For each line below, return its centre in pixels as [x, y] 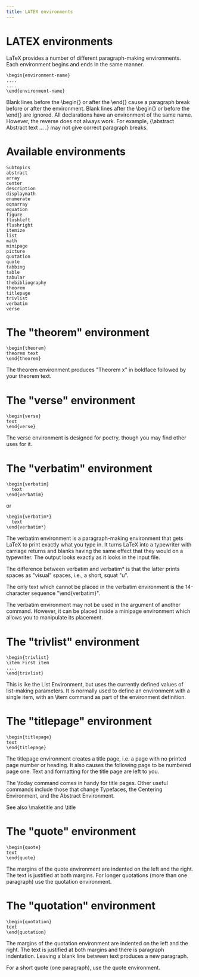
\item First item [28, 663]
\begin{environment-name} [38, 75]
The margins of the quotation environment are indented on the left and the [97, 944]
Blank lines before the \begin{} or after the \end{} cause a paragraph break [98, 102]
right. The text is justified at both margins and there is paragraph [85, 950]
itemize [16, 230]
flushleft [18, 220]
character [18, 593]
